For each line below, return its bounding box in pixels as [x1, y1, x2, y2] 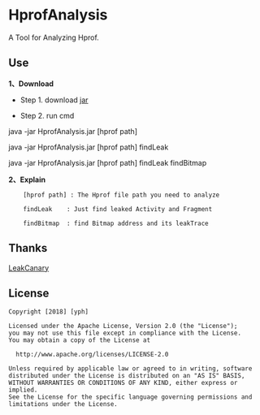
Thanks [8, 241, 48, 255]
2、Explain [8, 175, 46, 184]
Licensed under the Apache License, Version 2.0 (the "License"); [8, 322, 238, 331]
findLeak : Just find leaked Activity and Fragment [23, 205, 213, 213]
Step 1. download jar [19, 95, 89, 105]
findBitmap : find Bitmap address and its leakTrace [23, 219, 209, 227]
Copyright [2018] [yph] [8, 308, 89, 316]
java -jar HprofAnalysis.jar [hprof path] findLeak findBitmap [8, 158, 207, 167]
